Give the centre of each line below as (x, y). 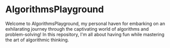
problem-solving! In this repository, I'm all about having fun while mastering (85, 34)
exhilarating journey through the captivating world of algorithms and (77, 29)
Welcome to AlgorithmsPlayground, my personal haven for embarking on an (85, 23)
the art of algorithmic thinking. (37, 40)
